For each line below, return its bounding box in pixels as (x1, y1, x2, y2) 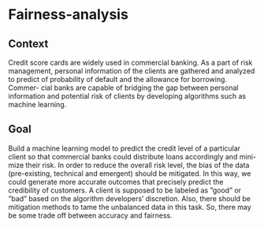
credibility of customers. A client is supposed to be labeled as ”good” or (8, 185, 242, 195)
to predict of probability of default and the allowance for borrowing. (8, 75, 227, 84)
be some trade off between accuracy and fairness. (8, 211, 173, 220)
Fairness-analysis (8, 6, 128, 24)
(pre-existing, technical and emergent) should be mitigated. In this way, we (8, 168, 251, 178)
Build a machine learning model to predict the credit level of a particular (8, 144, 241, 153)
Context (8, 37, 49, 50)
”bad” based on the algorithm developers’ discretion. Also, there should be (8, 193, 251, 203)
